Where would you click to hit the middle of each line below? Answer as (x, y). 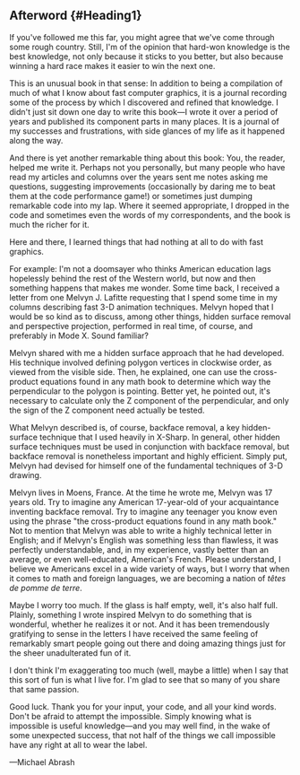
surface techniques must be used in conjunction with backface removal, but (150, 446)
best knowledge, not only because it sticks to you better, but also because (146, 56)
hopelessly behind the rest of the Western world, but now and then (133, 278)
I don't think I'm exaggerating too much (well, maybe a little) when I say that (149, 670)
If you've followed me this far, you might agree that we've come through (142, 37)
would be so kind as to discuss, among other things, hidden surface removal (150, 316)
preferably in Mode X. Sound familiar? (79, 335)
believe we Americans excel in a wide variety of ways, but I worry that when (150, 569)
